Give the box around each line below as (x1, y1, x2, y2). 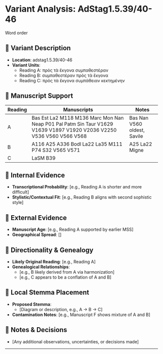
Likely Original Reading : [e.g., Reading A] (12, 259, 96, 264)
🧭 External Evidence (5, 213, 67, 222)
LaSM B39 (31, 154, 56, 161)
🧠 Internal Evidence (5, 171, 65, 179)
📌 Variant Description (5, 44, 71, 52)
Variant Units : (12, 62, 41, 68)
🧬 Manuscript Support (5, 92, 73, 100)
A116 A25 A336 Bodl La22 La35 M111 (31, 140, 123, 147)
